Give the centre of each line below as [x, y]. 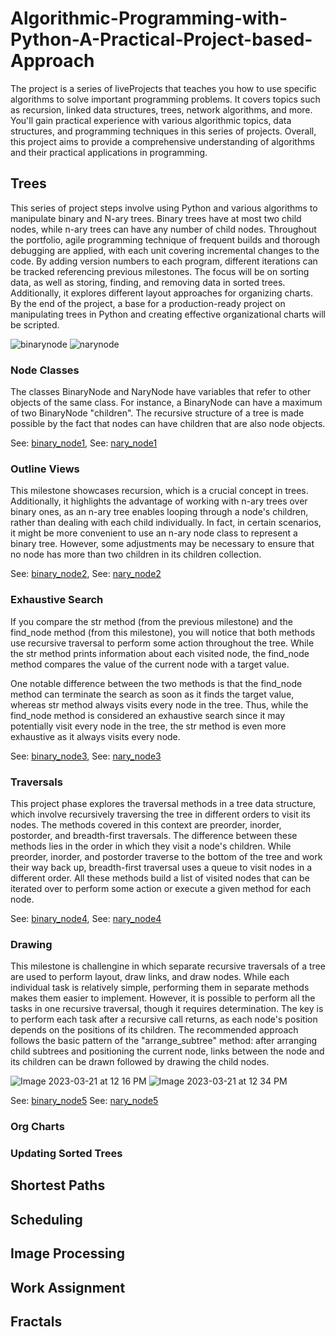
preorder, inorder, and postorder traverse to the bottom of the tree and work [166, 856]
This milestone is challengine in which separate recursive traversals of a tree [168, 966]
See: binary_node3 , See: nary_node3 [86, 756]
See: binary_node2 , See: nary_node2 [86, 574]
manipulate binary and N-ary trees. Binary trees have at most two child [156, 218]
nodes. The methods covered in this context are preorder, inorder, [146, 824]
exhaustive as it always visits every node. [95, 736]
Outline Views [45, 469]
